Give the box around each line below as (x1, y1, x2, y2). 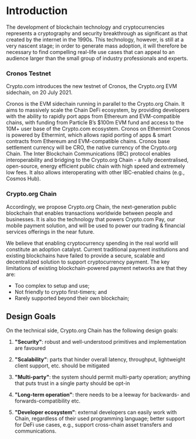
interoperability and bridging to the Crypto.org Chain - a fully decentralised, (6, 157, 189, 164)
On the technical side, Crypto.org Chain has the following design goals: (6, 327, 178, 334)
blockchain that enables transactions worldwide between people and (6, 210, 173, 217)
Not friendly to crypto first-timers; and (14, 288, 107, 295)
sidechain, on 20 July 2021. (6, 89, 73, 96)
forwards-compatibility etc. (14, 397, 81, 404)
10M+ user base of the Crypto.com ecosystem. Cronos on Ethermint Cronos (6, 125, 190, 133)
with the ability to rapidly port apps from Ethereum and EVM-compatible (6, 113, 180, 120)
